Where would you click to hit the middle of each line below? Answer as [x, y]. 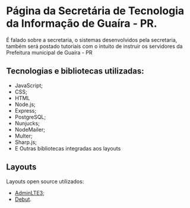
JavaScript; [29, 85]
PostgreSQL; [30, 117]
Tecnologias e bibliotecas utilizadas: [75, 71]
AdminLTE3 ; [29, 193]
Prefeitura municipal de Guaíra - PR [49, 52]
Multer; [23, 136]
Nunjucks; [27, 123]
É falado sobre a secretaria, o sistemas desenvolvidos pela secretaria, [92, 40]
